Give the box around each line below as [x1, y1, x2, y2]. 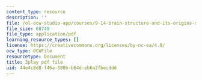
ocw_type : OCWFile [6, 48, 52, 54]
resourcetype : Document [6, 54, 66, 60]
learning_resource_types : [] [6, 37, 79, 43]
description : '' [6, 14, 47, 20]
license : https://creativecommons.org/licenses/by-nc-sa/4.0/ [6, 43, 165, 49]
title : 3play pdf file [6, 59, 63, 65]
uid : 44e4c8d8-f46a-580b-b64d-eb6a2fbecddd [6, 64, 117, 71]
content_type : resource [6, 8, 66, 15]
